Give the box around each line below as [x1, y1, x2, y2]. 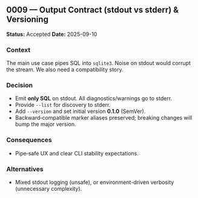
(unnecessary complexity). [15, 185, 82, 192]
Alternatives [6, 165, 44, 173]
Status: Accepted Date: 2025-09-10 [6, 30, 97, 38]
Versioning [6, 15, 48, 25]
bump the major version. [15, 121, 77, 128]
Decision [6, 81, 33, 90]
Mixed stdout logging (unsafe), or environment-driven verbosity [15, 179, 174, 186]
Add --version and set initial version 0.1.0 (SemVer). [15, 108, 146, 115]
